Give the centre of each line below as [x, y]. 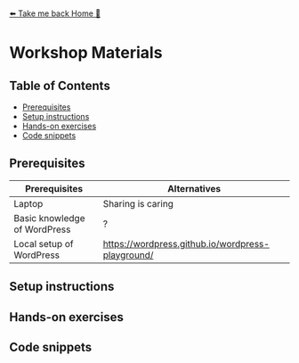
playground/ [128, 255]
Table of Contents [60, 85]
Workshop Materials [86, 53]
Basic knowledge [49, 218]
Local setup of [44, 243]
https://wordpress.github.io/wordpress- [186, 243]
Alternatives [194, 188]
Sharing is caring [138, 203]
